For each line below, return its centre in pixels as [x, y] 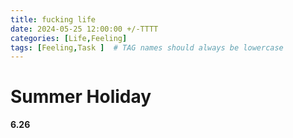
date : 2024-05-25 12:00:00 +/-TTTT [84, 29]
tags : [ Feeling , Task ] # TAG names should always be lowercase [147, 47]
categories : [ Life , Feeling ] [69, 38]
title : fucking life [53, 19]
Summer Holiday [81, 97]
